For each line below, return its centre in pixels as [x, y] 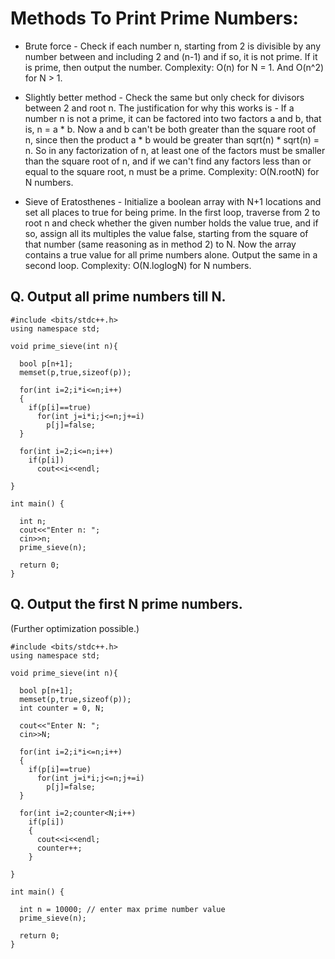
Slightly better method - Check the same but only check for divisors [164, 97]
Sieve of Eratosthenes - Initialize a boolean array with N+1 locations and [173, 201]
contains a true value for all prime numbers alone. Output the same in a [171, 254]
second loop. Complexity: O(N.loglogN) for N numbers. [138, 265]
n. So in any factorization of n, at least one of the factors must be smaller [175, 150]
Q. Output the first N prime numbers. [126, 604]
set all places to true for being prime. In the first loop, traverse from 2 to [172, 212]
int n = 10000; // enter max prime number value [122, 909]
